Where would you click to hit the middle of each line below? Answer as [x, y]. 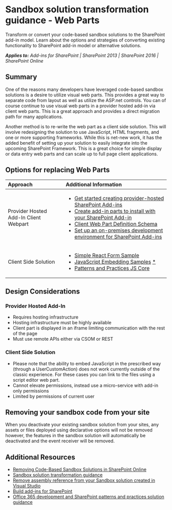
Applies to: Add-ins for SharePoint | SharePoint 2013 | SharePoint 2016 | [82, 55]
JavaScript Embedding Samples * [115, 262]
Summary [21, 77]
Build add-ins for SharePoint [42, 492]
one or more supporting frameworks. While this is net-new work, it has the [84, 138]
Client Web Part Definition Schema [116, 224]
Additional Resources [40, 457]
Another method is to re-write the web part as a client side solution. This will [86, 126]
